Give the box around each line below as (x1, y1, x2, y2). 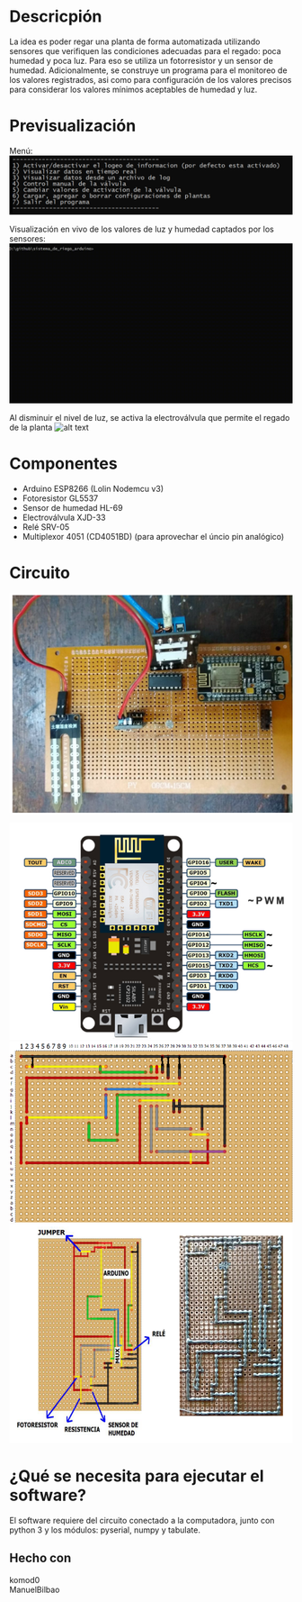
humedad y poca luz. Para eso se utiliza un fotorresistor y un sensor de (9, 55, 274, 66)
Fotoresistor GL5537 (22, 493, 99, 504)
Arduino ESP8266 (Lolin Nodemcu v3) (22, 484, 164, 495)
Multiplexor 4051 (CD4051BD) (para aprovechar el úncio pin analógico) (22, 532, 285, 542)
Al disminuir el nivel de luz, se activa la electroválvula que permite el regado (9, 413, 290, 423)
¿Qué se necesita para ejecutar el (9, 1466, 264, 1486)
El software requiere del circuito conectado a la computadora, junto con (9, 1515, 275, 1525)
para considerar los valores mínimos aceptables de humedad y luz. (9, 84, 258, 95)
